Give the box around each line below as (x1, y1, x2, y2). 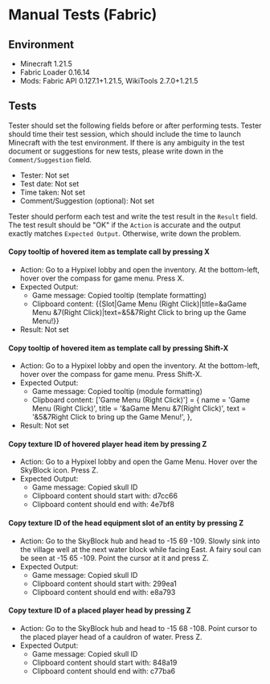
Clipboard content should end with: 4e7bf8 (31, 500, 175, 510)
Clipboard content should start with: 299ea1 (31, 579, 177, 588)
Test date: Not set (19, 178, 80, 188)
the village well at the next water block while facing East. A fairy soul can (19, 544, 262, 554)
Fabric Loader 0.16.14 (19, 68, 90, 77)
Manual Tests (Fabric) (8, 6, 157, 24)
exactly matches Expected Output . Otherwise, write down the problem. (8, 228, 241, 238)
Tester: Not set (19, 170, 70, 180)
